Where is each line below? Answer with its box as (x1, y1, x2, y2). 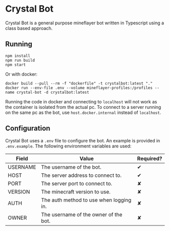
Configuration (5, 124, 51, 133)
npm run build (5, 58, 35, 63)
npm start (5, 62, 26, 67)
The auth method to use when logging (41, 196, 132, 203)
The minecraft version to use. (41, 188, 111, 195)
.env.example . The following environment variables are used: (5, 143, 132, 149)
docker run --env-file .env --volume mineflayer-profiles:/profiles (5, 85, 153, 90)
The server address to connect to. (41, 172, 122, 179)
